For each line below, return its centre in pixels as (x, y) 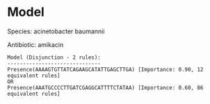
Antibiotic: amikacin (35, 44)
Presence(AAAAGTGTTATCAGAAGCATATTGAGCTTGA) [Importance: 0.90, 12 (105, 69)
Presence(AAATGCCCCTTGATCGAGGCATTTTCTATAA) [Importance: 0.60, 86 (105, 87)
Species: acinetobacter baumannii (56, 31)
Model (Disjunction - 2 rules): (54, 57)
